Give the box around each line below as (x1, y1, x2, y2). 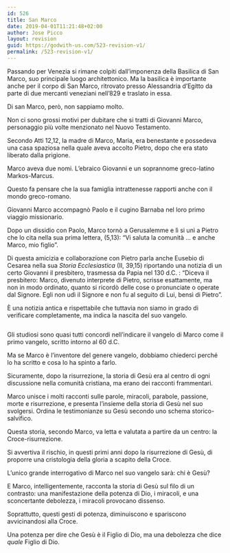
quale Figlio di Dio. (7, 537, 60, 546)
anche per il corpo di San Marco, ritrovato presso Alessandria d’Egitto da (7, 82, 213, 90)
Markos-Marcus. (7, 171, 54, 179)
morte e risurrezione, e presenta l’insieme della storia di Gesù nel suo (7, 399, 203, 407)
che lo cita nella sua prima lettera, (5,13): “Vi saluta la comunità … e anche (7, 233, 216, 241)
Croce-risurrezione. (7, 434, 63, 443)
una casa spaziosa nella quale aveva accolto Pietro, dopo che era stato (7, 144, 208, 152)
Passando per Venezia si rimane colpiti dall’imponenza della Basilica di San (7, 67, 220, 76)
